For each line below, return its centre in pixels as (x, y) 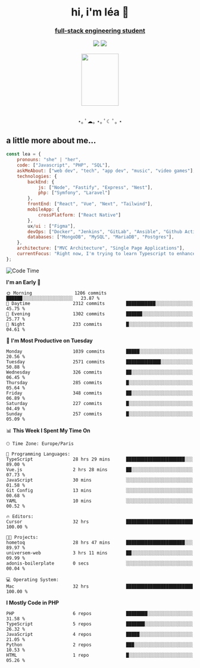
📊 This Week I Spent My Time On (48, 430)
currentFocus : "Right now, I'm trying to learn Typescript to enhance (106, 254)
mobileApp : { (44, 210)
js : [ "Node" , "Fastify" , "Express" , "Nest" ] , (95, 187)
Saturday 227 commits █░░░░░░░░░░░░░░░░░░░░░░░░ (100, 403)
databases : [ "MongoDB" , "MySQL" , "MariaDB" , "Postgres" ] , (101, 237)
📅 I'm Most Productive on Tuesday (50, 340)
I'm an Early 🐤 (24, 282)
